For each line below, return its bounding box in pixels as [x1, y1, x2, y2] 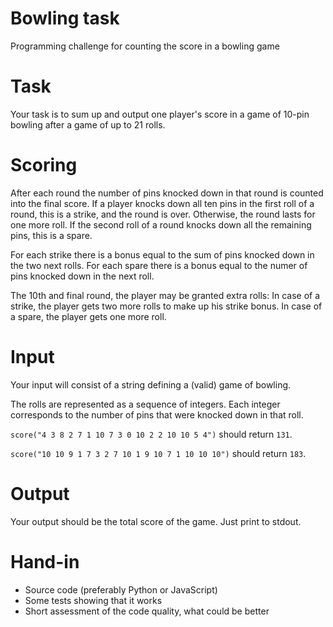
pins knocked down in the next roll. [10, 270, 155, 282]
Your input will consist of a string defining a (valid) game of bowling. [10, 378, 292, 391]
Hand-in [10, 550, 80, 573]
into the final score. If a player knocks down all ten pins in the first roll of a [10, 197, 315, 209]
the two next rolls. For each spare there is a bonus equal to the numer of [10, 259, 308, 271]
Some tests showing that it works [24, 594, 163, 606]
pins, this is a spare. [10, 229, 93, 241]
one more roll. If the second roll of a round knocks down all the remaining [10, 218, 312, 231]
